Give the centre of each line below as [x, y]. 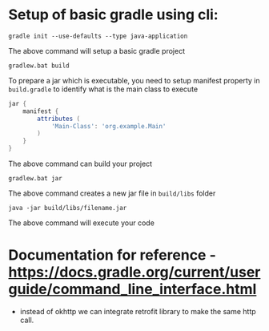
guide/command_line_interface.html [132, 289]
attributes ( [59, 119]
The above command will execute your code [81, 223]
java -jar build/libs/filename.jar [68, 208]
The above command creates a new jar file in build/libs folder [112, 193]
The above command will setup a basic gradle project [97, 50]
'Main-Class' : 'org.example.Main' [108, 126]
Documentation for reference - [112, 255]
